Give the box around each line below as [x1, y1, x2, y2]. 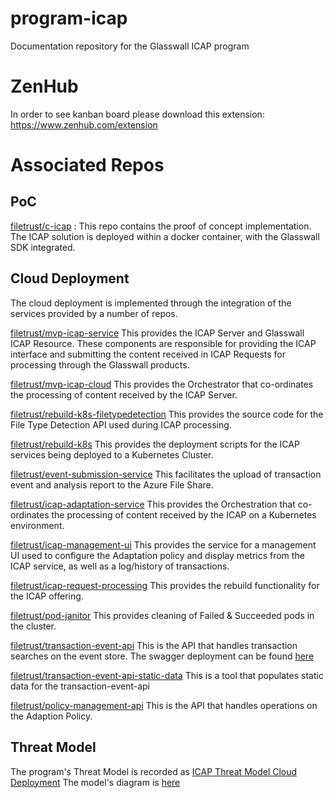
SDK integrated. [10, 241, 76, 253]
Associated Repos [10, 154, 165, 177]
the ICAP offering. [10, 590, 84, 602]
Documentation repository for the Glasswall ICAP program [10, 40, 250, 52]
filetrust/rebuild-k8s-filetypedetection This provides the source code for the [10, 408, 324, 420]
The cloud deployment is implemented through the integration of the [10, 297, 292, 309]
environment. [10, 519, 65, 531]
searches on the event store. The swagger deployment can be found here [10, 650, 315, 662]
